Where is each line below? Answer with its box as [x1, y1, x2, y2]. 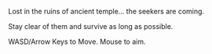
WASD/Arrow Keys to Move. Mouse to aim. [8, 37, 146, 46]
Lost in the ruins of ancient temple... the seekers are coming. [8, 7, 205, 16]
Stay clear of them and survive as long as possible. [8, 22, 174, 31]
